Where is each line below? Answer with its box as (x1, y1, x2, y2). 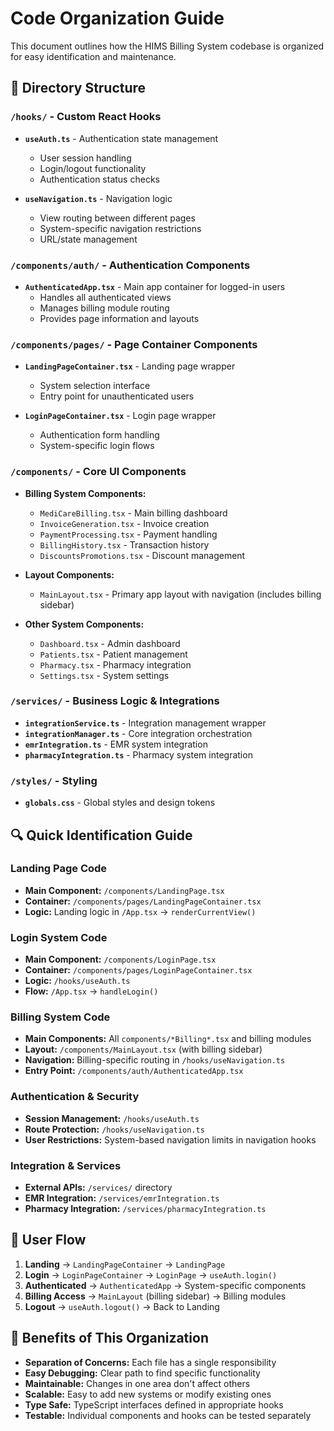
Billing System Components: (24, 487, 147, 499)
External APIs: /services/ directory (24, 1181, 173, 1193)
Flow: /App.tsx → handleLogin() (24, 985, 159, 997)
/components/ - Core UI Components (10, 465, 187, 479)
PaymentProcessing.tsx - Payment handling (39, 528, 218, 540)
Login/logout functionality (39, 162, 147, 174)
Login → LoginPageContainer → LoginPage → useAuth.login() (24, 1268, 278, 1281)
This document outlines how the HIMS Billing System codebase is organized (10, 40, 325, 52)
